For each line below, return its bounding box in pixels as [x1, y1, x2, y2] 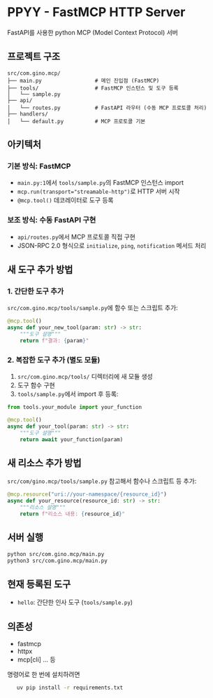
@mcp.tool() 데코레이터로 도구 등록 [17, 196, 114, 204]
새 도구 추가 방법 [7, 264, 73, 276]
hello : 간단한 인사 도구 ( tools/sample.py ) [17, 598, 133, 606]
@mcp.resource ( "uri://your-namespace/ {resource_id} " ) [7, 491, 168, 498]
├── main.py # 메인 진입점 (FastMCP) [7, 77, 160, 84]
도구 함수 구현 [17, 381, 55, 389]
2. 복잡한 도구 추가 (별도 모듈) [7, 355, 101, 365]
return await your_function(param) [20, 435, 124, 443]
